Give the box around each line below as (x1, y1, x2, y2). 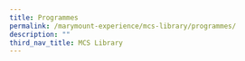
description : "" (9, 30, 71, 39)
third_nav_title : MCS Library (9, 38, 124, 48)
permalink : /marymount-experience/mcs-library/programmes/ (9, 22, 237, 30)
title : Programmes (9, 13, 79, 22)
